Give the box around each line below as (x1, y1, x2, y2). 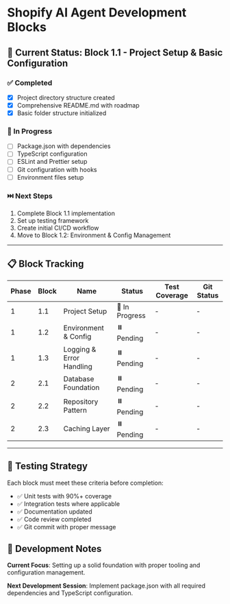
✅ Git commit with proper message (16, 522, 116, 531)
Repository (63, 397, 99, 407)
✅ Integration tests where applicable (16, 499, 120, 508)
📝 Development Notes (7, 543, 102, 555)
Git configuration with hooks (16, 165, 97, 173)
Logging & (63, 344, 97, 354)
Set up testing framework (16, 216, 89, 224)
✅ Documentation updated (16, 507, 92, 516)
